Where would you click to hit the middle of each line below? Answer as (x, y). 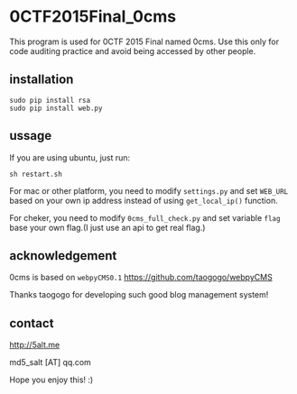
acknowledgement (63, 256)
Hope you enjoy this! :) (51, 380)
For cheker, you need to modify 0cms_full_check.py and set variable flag (145, 217)
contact (32, 323)
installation (42, 80)
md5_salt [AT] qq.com (51, 362)
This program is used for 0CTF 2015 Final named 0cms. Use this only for (144, 41)
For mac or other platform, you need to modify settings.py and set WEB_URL (149, 190)
